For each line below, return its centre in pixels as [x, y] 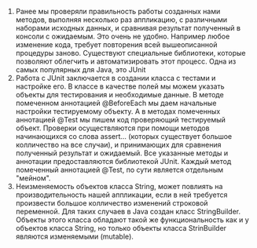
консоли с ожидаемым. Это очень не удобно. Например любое [123, 36]
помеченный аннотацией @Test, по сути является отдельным [119, 170]
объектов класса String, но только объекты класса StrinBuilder [121, 228]
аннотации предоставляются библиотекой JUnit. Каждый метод [123, 161]
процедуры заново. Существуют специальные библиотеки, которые [130, 53]
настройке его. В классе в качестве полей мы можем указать [120, 86]
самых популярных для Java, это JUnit [81, 69]
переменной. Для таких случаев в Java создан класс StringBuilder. [128, 212]
